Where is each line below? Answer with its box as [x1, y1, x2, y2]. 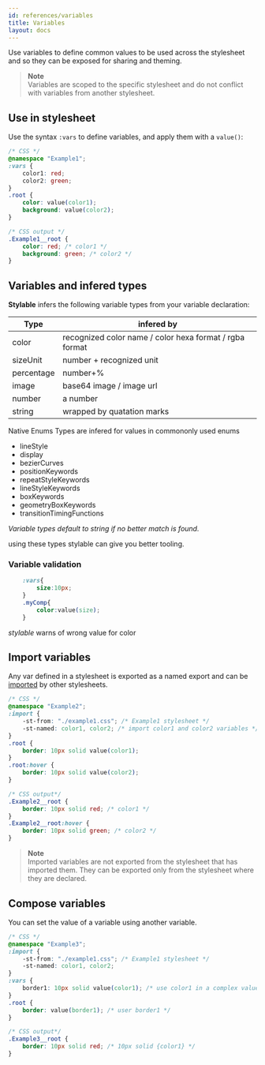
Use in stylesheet [8, 111, 96, 125]
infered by [137, 319, 177, 330]
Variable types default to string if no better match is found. [8, 524, 200, 534]
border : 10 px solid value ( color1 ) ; [22, 747, 140, 755]
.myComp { [22, 599, 51, 607]
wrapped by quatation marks [62, 406, 170, 417]
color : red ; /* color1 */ [22, 242, 108, 250]
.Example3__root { [8, 1035, 69, 1043]
